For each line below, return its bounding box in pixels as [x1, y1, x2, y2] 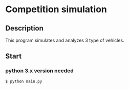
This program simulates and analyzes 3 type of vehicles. [5, 37, 124, 43]
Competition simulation [5, 4, 107, 15]
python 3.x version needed [5, 67, 74, 74]
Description [5, 24, 44, 33]
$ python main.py [5, 79, 42, 84]
